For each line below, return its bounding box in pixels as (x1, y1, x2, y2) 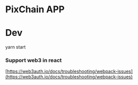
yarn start (5, 44, 26, 50)
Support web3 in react (5, 57, 62, 64)
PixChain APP (5, 4, 65, 15)
